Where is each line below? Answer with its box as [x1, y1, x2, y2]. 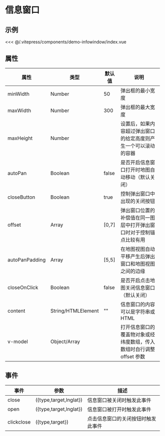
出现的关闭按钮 [120, 198, 156, 204]
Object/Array [50, 338, 80, 345]
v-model [7, 338, 28, 345]
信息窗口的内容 [120, 301, 156, 308]
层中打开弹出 [120, 222, 151, 229]
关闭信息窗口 [125, 284, 156, 291]
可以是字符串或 [120, 308, 156, 315]
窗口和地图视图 [120, 260, 156, 267]
